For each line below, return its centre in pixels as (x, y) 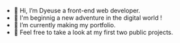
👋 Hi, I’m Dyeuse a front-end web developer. (77, 11)
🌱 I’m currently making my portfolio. (65, 25)
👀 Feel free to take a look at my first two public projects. (93, 32)
